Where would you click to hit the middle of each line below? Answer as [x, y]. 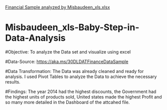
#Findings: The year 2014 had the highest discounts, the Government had [81, 91]
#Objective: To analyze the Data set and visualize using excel [68, 51]
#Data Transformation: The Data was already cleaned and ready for [75, 71]
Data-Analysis [35, 38]
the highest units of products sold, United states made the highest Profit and [83, 96]
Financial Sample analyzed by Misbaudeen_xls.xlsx [58, 7]
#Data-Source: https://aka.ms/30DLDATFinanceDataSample [67, 61]
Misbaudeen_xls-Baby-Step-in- [72, 27]
